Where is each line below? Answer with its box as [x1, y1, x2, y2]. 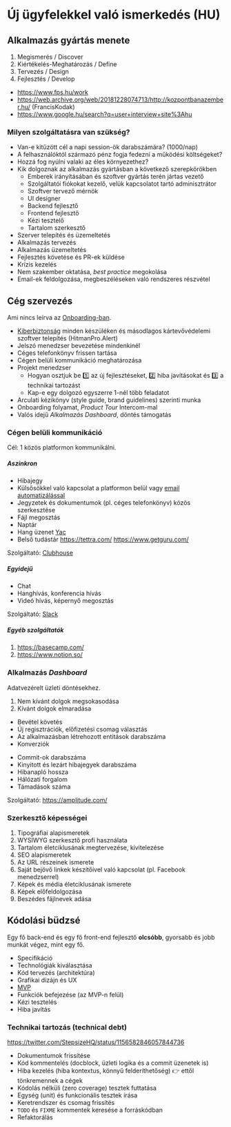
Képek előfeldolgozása [17, 887, 83, 896]
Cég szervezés [7, 295, 73, 307]
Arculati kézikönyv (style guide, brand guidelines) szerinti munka [17, 396, 201, 404]
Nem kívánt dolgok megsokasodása [17, 697, 119, 705]
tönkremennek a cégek [17, 1077, 83, 1085]
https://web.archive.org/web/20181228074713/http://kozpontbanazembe [17, 95, 224, 104]
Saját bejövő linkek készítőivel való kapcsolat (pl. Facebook [17, 865, 186, 874]
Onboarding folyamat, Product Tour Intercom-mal [17, 403, 158, 412]
